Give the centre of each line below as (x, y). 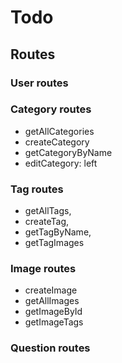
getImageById (53, 312)
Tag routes (37, 189)
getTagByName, (58, 232)
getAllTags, (48, 211)
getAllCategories (59, 131)
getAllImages (52, 301)
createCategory (57, 142)
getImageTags (54, 322)
